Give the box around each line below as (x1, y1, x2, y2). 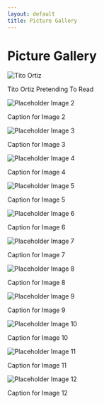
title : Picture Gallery (7, 17, 78, 24)
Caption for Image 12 (7, 389, 69, 398)
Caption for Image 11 (7, 361, 67, 370)
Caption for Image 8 (7, 279, 66, 287)
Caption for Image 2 (7, 113, 66, 121)
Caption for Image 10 (7, 333, 69, 342)
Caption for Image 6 (7, 223, 66, 232)
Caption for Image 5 (7, 195, 66, 204)
